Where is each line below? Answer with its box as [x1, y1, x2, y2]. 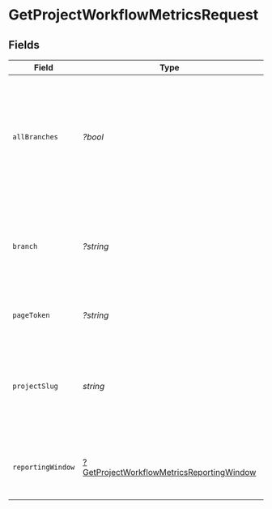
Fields [8, 38, 40, 52]
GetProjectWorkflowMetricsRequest [8, 6, 259, 24]
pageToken [12, 310, 50, 319]
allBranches [12, 132, 59, 141]
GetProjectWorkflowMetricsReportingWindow [82, 467, 257, 477]
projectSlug [12, 382, 59, 391]
